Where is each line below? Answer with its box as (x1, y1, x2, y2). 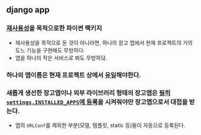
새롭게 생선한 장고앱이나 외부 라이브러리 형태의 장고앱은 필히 (6, 88, 171, 97)
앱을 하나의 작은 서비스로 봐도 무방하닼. (15, 54, 108, 61)
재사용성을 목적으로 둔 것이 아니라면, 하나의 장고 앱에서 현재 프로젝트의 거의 (15, 39, 193, 46)
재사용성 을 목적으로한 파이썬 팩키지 (6, 24, 102, 33)
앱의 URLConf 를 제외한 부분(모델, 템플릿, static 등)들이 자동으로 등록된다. (15, 121, 186, 129)
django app (6, 5, 50, 15)
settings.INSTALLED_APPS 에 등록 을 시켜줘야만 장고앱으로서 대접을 (6, 97, 188, 106)
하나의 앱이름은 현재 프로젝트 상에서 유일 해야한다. (6, 71, 141, 79)
